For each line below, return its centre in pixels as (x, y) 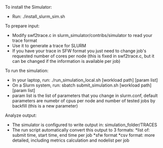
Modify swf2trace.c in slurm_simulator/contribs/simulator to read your (82, 35)
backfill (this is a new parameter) (45, 106)
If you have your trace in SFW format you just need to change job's (79, 51)
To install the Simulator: (28, 7)
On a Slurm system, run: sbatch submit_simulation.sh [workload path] (82, 85)
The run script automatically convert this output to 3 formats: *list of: (81, 130)
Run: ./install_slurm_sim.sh (39, 16)
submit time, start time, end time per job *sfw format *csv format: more (83, 135)
